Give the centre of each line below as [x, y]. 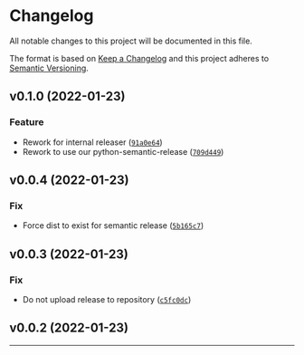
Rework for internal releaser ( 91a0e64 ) [92, 142]
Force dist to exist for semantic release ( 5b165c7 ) [113, 225]
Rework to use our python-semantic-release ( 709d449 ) [123, 151]
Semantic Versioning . [49, 68]
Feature [27, 122]
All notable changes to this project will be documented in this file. [131, 41]
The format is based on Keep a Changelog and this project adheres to [139, 58]
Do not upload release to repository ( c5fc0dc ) [107, 299]
